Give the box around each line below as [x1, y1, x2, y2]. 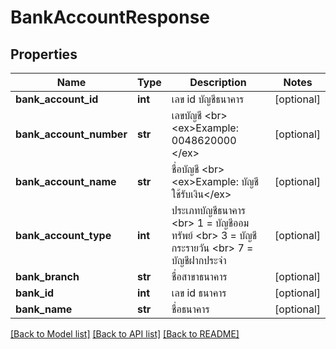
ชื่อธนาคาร [171, 302, 210, 316]
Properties [10, 46, 78, 63]
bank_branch [15, 270, 80, 283]
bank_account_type [15, 229, 112, 242]
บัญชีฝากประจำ [171, 254, 227, 267]
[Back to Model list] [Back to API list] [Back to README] [10, 328, 240, 340]
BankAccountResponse [10, 6, 211, 29]
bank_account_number [15, 127, 128, 141]
